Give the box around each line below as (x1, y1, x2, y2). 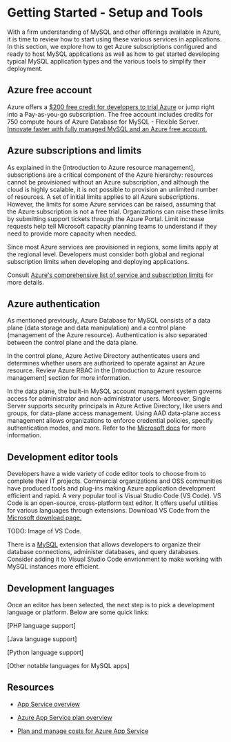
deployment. (7, 64, 43, 73)
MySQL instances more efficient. (7, 562, 101, 571)
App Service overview (17, 700, 81, 708)
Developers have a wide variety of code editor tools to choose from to (7, 470, 206, 478)
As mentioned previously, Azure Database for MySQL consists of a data (7, 316, 211, 325)
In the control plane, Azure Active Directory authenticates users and (7, 352, 200, 360)
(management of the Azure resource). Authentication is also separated (7, 331, 208, 339)
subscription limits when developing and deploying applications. (7, 257, 190, 265)
